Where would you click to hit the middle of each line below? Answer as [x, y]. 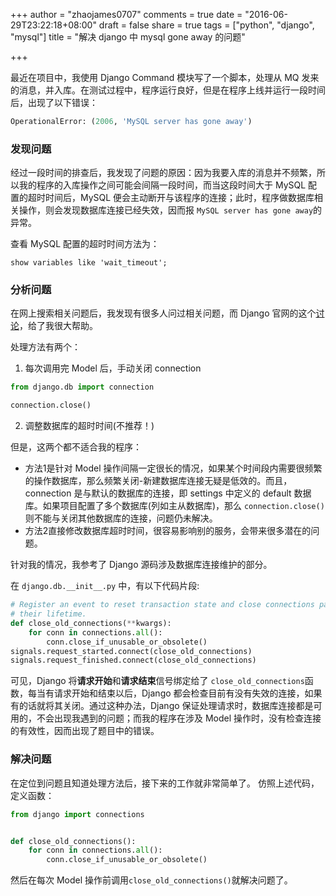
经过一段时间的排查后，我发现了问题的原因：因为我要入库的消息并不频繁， [163, 173]
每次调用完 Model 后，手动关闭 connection [113, 368]
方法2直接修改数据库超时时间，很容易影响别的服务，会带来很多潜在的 [168, 531]
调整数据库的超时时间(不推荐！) [89, 426]
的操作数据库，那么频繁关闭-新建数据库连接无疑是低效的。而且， [158, 481]
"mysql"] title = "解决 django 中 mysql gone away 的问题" [128, 37]
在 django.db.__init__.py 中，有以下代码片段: [105, 586]
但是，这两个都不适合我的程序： [76, 447]
